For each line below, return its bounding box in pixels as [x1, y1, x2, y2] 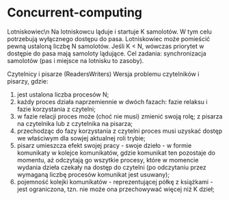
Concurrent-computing [7, 5, 142, 21]
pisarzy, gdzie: [7, 77, 49, 85]
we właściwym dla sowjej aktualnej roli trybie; [16, 134, 146, 142]
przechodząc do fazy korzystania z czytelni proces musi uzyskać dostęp [16, 127, 223, 135]
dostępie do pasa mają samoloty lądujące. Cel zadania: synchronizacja [7, 49, 206, 58]
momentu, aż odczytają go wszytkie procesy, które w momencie [16, 155, 199, 164]
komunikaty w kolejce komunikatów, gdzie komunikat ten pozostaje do [16, 149, 215, 157]
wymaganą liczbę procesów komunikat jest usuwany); [16, 170, 170, 179]
